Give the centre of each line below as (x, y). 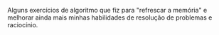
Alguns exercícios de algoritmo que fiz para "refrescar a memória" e (107, 10)
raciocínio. (23, 25)
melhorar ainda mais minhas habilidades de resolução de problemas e (110, 17)
